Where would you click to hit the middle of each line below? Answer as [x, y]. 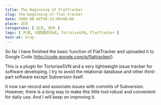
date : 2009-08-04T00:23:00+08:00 [40, 19]
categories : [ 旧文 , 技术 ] [33, 28]
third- [150, 71]
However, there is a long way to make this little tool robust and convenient [80, 92]
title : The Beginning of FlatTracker [44, 10]
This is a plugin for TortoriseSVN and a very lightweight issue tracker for [79, 66]
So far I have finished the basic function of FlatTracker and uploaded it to [80, 51]
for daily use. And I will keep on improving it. [50, 97]
